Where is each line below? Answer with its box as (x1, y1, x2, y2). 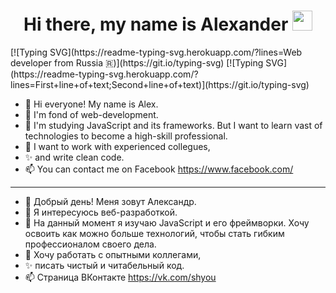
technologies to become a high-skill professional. (24, 130, 228, 142)
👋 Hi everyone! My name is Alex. (24, 98, 159, 110)
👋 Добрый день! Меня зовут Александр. (24, 195, 197, 207)
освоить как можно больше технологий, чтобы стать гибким (24, 227, 285, 239)
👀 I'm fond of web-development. (24, 108, 159, 120)
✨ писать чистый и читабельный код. (24, 259, 185, 271)
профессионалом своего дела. (24, 238, 157, 250)
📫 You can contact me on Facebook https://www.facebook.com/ (24, 163, 294, 175)
